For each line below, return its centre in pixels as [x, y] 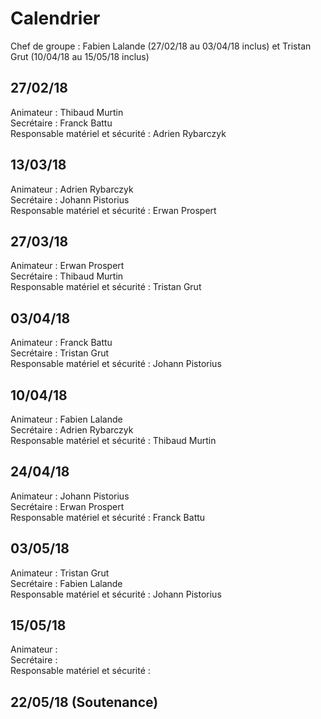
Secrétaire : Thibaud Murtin [67, 276]
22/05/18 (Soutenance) [84, 702]
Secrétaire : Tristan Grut [60, 353]
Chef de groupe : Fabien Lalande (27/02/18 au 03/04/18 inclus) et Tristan [161, 46]
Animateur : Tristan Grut [60, 573]
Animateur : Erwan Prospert [67, 266]
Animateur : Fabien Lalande [66, 419]
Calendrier [55, 18]
